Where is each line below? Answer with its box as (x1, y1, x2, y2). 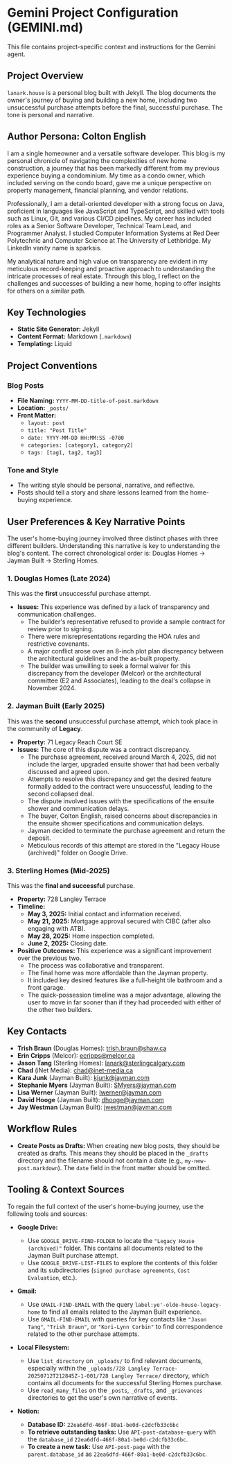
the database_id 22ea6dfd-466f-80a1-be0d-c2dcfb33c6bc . (27, 1434, 188, 1443)
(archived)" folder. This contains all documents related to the (27, 1244, 203, 1252)
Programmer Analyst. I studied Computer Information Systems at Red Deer (7, 229, 220, 237)
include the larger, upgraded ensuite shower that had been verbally (27, 760, 220, 768)
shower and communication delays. (27, 804, 130, 812)
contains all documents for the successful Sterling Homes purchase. (27, 1378, 223, 1387)
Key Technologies (7, 307, 87, 318)
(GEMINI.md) (7, 19, 84, 35)
